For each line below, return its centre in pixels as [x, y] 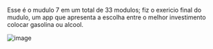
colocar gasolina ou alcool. [45, 24]
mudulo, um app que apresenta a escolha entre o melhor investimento [106, 17]
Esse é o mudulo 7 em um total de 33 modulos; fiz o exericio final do [104, 10]
